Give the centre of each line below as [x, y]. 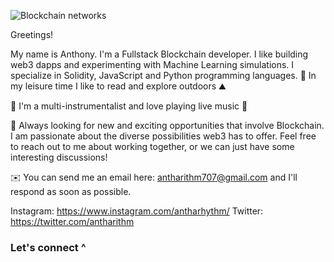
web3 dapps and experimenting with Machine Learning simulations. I [152, 64]
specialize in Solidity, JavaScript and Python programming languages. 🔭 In [163, 75]
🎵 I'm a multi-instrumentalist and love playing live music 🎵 [129, 106]
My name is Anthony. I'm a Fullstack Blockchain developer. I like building [159, 54]
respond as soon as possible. [71, 191]
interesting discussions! [59, 157]
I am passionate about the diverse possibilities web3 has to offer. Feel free [163, 136]
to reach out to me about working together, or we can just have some [152, 146]
